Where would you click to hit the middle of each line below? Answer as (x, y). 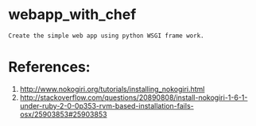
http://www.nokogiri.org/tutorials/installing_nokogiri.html (112, 89)
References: (49, 67)
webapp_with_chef (72, 15)
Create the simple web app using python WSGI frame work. (106, 36)
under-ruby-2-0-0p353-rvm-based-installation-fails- (107, 105)
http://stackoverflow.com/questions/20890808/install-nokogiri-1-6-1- (134, 97)
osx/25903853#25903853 (63, 114)
